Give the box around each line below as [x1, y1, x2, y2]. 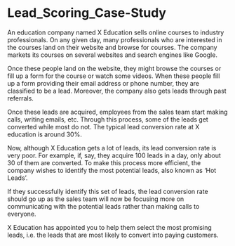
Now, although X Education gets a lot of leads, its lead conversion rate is [7, 143, 217, 152]
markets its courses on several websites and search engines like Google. [7, 51, 217, 59]
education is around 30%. [7, 130, 82, 138]
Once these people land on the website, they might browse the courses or [7, 64, 222, 72]
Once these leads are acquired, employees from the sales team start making [7, 108, 228, 116]
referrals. [7, 93, 34, 103]
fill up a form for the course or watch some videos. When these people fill [7, 72, 220, 80]
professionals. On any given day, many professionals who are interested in [7, 35, 222, 44]
